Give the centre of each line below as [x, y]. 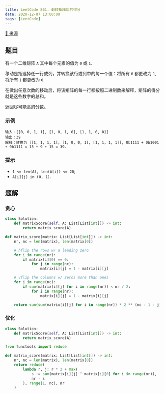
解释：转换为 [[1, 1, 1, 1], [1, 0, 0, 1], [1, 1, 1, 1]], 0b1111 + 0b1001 [82, 143]
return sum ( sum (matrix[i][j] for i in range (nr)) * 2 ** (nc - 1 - [84, 305]
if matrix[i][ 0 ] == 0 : [46, 259]
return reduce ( [29, 365]
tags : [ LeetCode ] [23, 19]
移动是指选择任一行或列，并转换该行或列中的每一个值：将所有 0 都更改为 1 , [81, 74]
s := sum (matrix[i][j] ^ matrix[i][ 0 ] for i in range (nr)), [94, 374]
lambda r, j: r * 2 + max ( [50, 369]
